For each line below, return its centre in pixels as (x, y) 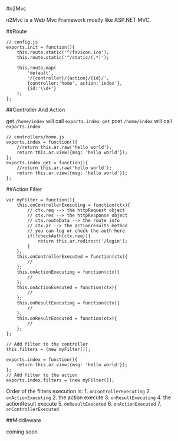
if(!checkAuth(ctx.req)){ (59, 236)
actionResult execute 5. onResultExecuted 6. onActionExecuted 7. (84, 404)
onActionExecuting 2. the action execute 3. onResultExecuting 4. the (89, 397)
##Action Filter (24, 189)
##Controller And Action (36, 110)
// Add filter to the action (42, 375)
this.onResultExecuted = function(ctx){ (67, 319)
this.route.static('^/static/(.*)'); (63, 58)
